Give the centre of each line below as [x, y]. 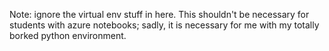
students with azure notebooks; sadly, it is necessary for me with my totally [164, 25]
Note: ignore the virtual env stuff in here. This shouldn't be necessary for [159, 14]
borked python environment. [68, 35]
